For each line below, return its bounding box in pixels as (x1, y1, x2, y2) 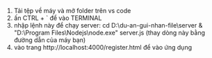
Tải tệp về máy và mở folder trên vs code (13, 7, 131, 14)
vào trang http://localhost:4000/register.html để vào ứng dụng (13, 43, 193, 51)
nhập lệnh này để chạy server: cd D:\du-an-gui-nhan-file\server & (13, 21, 203, 29)
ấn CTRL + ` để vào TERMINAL (13, 14, 102, 22)
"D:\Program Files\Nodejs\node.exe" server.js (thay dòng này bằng (13, 28, 205, 37)
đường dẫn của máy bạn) (13, 36, 86, 44)
